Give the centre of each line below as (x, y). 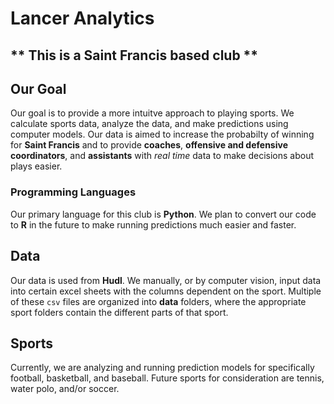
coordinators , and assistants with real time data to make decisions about (162, 156)
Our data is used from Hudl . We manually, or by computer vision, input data (166, 280)
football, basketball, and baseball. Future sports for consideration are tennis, (167, 378)
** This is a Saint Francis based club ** (134, 55)
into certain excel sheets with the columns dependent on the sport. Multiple (166, 291)
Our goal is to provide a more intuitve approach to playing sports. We (152, 113)
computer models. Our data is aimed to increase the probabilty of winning (162, 134)
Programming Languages (73, 192)
